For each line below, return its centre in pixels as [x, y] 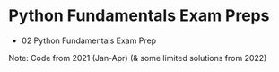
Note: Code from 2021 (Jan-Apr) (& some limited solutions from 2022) [138, 58]
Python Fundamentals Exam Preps [139, 16]
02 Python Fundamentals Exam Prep [89, 40]
